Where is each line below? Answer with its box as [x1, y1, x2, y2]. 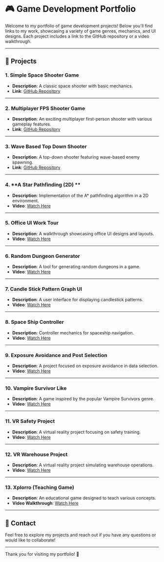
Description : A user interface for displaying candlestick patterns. [12, 297, 143, 303]
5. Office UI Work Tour [5, 220, 59, 227]
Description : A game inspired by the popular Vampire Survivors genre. [12, 396, 155, 402]
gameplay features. [12, 121, 51, 127]
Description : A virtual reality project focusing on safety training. [12, 429, 141, 435]
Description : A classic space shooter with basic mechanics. [12, 83, 133, 89]
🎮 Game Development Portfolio [5, 3, 136, 15]
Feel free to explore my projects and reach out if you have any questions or [5, 532, 156, 538]
